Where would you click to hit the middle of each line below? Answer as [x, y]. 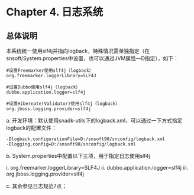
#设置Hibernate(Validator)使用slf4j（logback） [63, 104]
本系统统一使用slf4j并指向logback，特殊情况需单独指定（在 [78, 51]
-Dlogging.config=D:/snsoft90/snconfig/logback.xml [71, 144]
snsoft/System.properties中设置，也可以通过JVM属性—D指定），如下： [93, 58]
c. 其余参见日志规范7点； [36, 186]
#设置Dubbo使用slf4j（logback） [43, 87]
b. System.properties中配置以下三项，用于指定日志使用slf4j [78, 156]
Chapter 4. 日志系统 [55, 12]
